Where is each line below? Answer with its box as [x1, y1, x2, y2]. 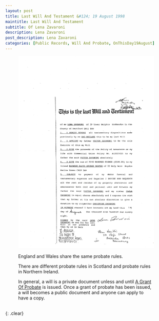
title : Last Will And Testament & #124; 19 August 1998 [5, 13, 125, 19]
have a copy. [18, 295, 45, 301]
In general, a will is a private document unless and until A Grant [18, 278, 151, 285]
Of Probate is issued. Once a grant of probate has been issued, [18, 284, 151, 290]
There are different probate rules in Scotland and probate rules [18, 263, 151, 269]
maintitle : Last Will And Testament [5, 19, 84, 24]
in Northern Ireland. [18, 268, 59, 274]
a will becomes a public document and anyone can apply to [18, 289, 144, 295]
